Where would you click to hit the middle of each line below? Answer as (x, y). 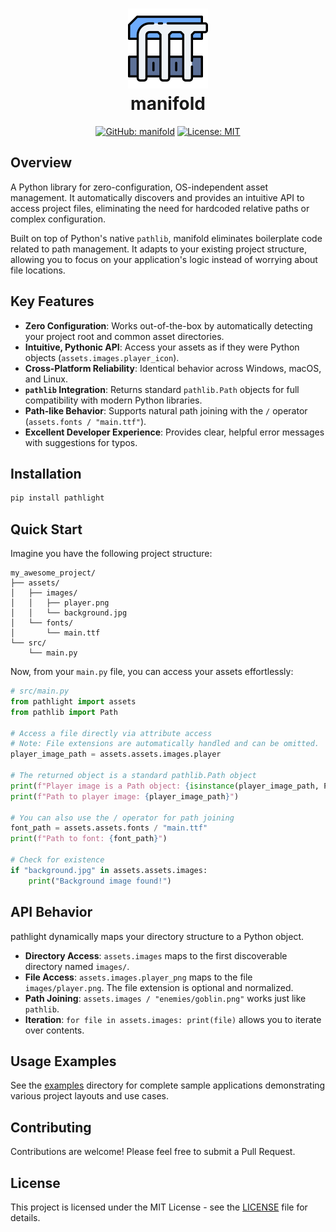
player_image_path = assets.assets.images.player (116, 754)
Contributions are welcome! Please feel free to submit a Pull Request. (153, 1152)
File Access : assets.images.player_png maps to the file (138, 977)
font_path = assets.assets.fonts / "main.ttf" (109, 828)
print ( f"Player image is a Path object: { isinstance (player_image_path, (165, 786)
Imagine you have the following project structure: (111, 554)
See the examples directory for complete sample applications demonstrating (168, 1085)
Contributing (51, 1127)
